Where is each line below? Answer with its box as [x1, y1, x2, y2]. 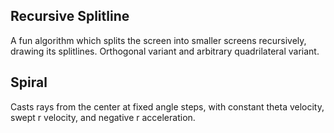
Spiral [10, 74, 48, 91]
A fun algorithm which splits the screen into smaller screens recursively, [10, 34, 307, 46]
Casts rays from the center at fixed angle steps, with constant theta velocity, [10, 100, 325, 113]
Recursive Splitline [10, 8, 130, 25]
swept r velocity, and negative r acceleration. [10, 111, 196, 123]
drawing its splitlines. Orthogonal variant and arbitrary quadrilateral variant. [10, 45, 320, 57]
